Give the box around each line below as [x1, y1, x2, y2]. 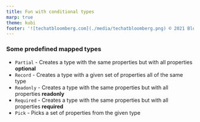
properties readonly [14, 90, 64, 97]
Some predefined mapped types [6, 45, 102, 54]
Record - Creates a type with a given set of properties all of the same [14, 71, 183, 78]
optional [14, 65, 36, 72]
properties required [14, 102, 64, 110]
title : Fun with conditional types [6, 8, 95, 15]
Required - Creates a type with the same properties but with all [14, 96, 168, 104]
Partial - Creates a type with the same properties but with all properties [14, 58, 193, 65]
